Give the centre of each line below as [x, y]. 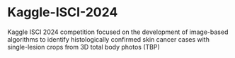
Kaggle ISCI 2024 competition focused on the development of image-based [118, 32]
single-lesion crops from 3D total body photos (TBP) [84, 47]
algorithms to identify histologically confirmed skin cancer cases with [109, 39]
